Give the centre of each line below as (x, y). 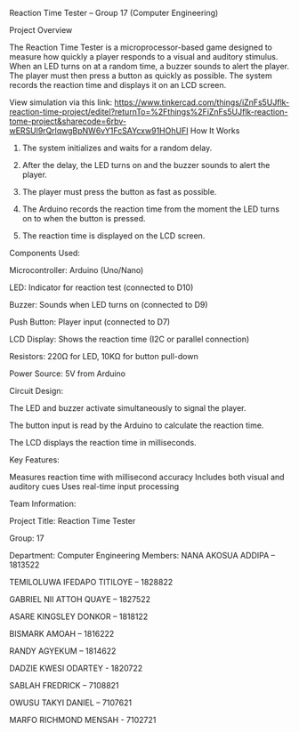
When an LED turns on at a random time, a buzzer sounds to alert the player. (149, 66)
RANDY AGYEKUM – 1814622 (63, 651)
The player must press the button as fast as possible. (119, 192)
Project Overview (41, 30)
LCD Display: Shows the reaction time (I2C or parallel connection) (129, 339)
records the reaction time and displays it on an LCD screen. (118, 85)
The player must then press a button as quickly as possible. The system (141, 76)
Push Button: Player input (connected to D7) (90, 322)
